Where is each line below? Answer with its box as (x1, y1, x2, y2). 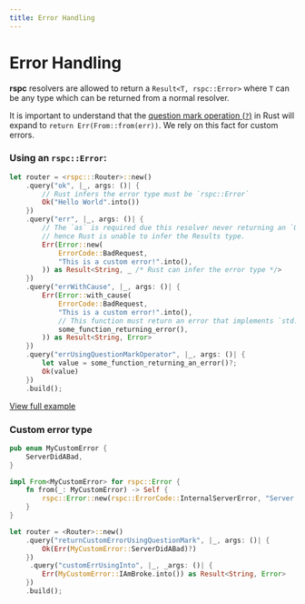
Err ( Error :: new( (42, 240, 103, 249)
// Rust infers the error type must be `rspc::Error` (42, 189, 250, 198)
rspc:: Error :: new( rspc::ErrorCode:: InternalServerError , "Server (42, 494, 295, 503)
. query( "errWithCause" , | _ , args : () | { (25, 283, 181, 292)
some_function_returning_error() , (57, 325, 189, 334)
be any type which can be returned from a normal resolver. (9, 92, 230, 103)
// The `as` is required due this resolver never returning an (42, 224, 286, 233)
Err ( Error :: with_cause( (42, 291, 132, 300)
